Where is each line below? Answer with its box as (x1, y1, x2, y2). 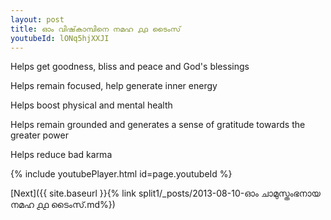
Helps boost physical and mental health (10, 99, 173, 111)
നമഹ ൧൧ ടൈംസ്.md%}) (10, 199, 116, 211)
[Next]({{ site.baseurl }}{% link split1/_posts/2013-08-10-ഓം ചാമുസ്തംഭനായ (10, 187, 321, 200)
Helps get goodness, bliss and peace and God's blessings (10, 61, 250, 73)
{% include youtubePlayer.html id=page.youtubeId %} (10, 168, 233, 180)
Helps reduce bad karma (10, 149, 113, 161)
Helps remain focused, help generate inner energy (10, 80, 218, 92)
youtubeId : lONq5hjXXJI (10, 33, 110, 43)
